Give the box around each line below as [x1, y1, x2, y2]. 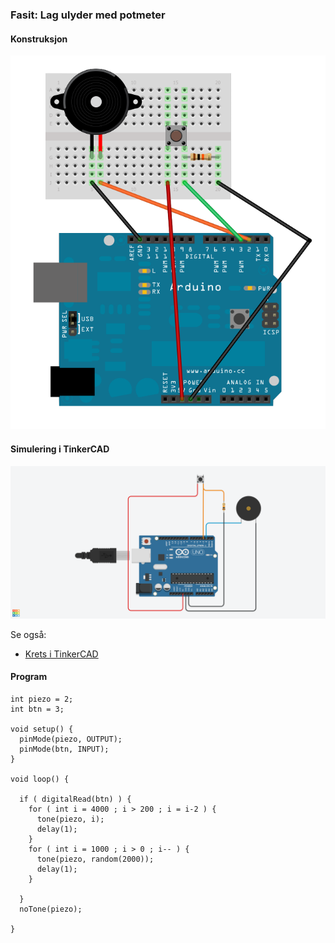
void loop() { [10, 774, 70, 784]
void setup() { [10, 724, 74, 734]
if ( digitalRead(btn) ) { [19, 794, 132, 804]
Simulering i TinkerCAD [10, 443, 110, 455]
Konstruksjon [10, 33, 68, 45]
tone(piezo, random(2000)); [36, 854, 155, 864]
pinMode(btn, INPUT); [19, 744, 110, 754]
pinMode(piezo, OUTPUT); [19, 734, 123, 744]
